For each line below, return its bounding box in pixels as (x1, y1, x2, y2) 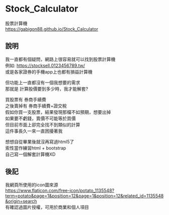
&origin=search (5, 198, 37, 204)
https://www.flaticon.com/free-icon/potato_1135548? (5, 187, 115, 193)
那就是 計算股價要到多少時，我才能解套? (5, 86, 89, 92)
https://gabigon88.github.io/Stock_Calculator (5, 26, 99, 32)
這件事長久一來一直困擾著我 (5, 128, 63, 134)
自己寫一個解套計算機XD (5, 151, 56, 157)
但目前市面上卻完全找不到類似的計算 (5, 121, 80, 127)
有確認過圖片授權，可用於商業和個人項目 (5, 204, 89, 210)
